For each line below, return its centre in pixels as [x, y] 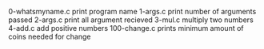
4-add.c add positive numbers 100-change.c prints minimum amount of [126, 28]
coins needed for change [50, 36]
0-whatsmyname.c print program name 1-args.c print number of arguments [132, 11]
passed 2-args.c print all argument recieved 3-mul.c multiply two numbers [131, 20]
